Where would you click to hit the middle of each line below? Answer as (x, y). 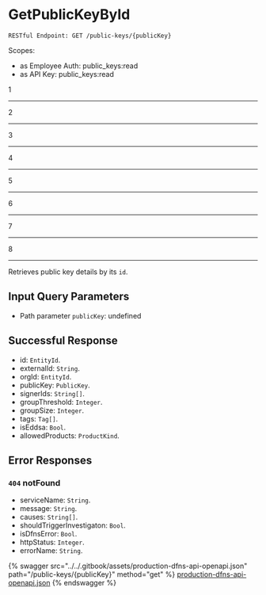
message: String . (48, 509)
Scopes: (22, 50)
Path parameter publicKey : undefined (80, 315)
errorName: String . (51, 551)
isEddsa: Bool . (43, 427)
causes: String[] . (49, 517)
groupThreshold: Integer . (61, 402)
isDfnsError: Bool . (48, 534)
